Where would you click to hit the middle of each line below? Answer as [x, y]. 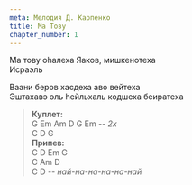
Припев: [48, 143]
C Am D [46, 162]
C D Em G [50, 153]
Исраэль [26, 69]
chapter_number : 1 [44, 34]
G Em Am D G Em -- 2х [74, 124]
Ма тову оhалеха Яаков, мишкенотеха [82, 60]
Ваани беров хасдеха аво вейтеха [75, 88]
